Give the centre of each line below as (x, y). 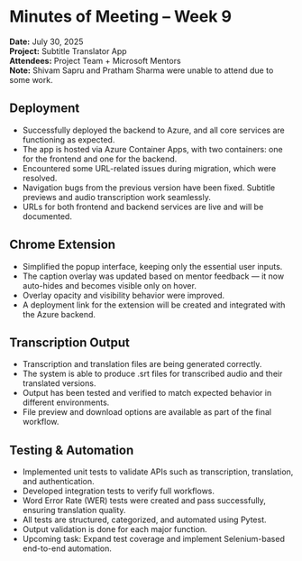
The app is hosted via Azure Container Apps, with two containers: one (152, 149)
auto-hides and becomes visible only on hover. (109, 285)
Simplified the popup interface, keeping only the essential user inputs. (152, 266)
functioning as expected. (69, 139)
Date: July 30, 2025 (46, 41)
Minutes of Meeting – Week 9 (121, 17)
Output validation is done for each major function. (114, 529)
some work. (31, 79)
